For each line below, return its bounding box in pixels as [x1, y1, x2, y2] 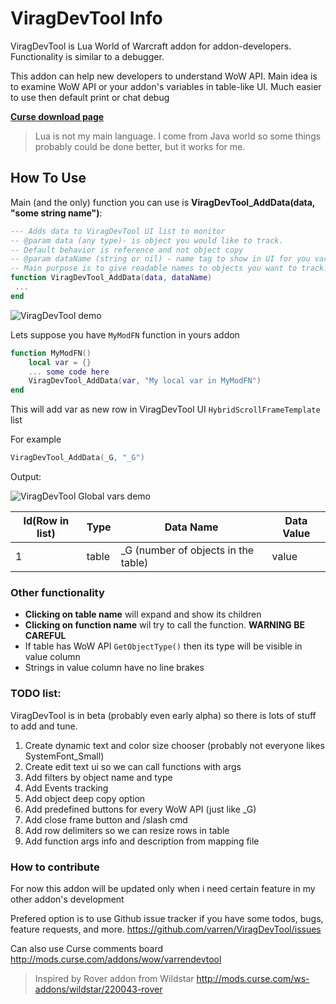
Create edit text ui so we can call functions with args [24, 760, 242, 772]
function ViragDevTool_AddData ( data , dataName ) [10, 273, 213, 283]
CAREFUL [24, 630, 67, 642]
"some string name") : [10, 207, 103, 219]
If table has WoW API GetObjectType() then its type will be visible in [24, 640, 303, 652]
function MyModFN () [10, 348, 92, 358]
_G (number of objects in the [120, 543, 255, 557]
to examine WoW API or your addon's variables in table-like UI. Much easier [10, 80, 322, 92]
